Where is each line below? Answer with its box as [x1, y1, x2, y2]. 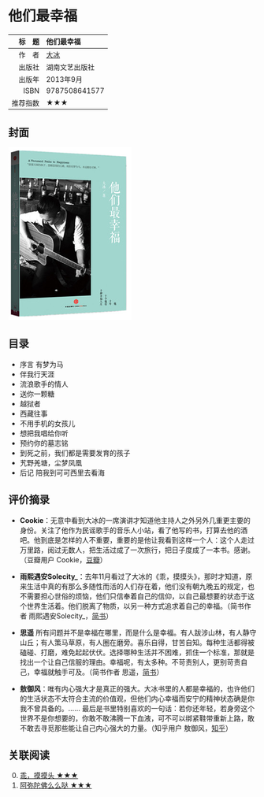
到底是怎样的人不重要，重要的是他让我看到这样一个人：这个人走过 [40, 535, 255, 544]
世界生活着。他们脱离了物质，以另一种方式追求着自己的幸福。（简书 [26, 601, 244, 610]
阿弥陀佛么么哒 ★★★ [19, 780, 92, 790]
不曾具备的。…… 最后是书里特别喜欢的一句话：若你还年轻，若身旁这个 [26, 703, 255, 713]
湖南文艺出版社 [46, 62, 95, 72]
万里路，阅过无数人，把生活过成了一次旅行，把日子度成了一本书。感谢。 [19, 545, 255, 554]
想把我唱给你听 [19, 428, 69, 438]
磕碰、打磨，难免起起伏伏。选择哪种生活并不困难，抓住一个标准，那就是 [19, 647, 255, 657]
